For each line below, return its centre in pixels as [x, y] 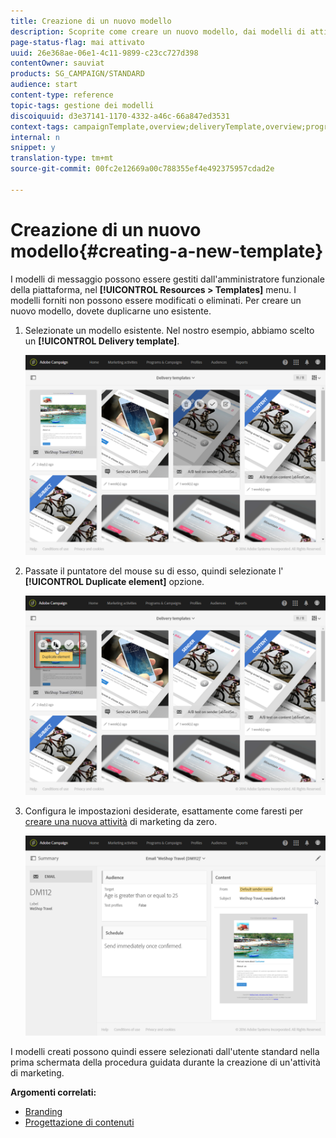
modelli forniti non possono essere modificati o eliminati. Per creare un [156, 300]
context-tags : [40, 126]
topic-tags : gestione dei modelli [82, 105]
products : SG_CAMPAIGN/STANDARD [77, 74]
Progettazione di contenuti [79, 1122]
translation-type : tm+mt [62, 158]
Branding [43, 1112]
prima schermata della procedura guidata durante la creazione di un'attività [165, 1062]
